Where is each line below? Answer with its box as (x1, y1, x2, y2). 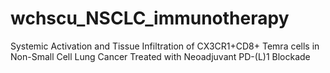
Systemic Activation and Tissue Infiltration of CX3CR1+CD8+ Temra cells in (10, 40, 320, 52)
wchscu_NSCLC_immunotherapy (10, 7, 290, 30)
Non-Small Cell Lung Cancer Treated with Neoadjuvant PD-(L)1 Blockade (10, 50, 311, 62)
